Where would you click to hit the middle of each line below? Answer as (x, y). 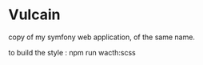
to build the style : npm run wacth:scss (72, 52)
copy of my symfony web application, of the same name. (102, 37)
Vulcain (34, 15)
